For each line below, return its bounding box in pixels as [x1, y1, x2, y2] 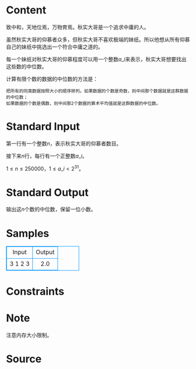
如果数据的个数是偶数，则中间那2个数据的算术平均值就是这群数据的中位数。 [6, 100, 161, 106]
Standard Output [6, 186, 89, 199]
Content [6, 4, 47, 17]
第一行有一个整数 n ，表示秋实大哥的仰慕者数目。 [6, 140, 122, 147]
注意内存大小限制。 [6, 331, 52, 339]
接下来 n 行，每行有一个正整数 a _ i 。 [6, 152, 87, 159]
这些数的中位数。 [6, 62, 47, 70]
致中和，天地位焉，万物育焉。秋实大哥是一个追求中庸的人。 [6, 23, 149, 30]
